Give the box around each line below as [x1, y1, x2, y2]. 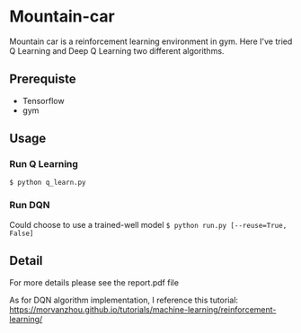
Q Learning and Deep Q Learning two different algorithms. [9, 45, 225, 56]
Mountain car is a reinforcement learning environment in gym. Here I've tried [9, 36, 293, 47]
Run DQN [9, 199, 50, 212]
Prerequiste [9, 72, 76, 87]
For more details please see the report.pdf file [9, 276, 180, 288]
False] [9, 229, 34, 238]
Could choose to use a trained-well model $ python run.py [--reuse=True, [9, 219, 288, 230]
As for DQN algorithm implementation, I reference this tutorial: [9, 294, 239, 305]
